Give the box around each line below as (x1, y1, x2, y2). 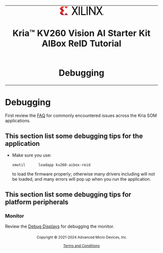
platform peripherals (5, 198, 69, 206)
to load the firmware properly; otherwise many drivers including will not (12, 171, 155, 177)
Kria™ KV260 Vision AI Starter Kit (12, 28, 151, 39)
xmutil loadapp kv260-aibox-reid (12, 163, 91, 168)
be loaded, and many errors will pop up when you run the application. (12, 176, 151, 182)
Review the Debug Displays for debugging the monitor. (5, 223, 114, 229)
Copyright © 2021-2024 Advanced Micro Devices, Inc (36, 235, 127, 240)
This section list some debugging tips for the (5, 132, 143, 140)
